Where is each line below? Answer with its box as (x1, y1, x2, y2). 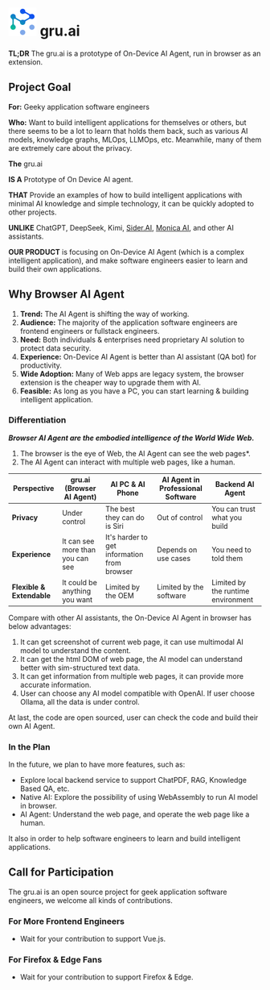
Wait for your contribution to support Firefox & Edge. (19, 972, 194, 982)
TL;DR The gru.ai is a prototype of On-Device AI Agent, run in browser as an (8, 48, 261, 58)
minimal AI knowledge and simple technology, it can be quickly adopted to (8, 198, 255, 208)
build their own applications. (8, 264, 102, 273)
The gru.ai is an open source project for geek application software (8, 887, 227, 896)
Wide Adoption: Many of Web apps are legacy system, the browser (19, 368, 244, 378)
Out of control (156, 512, 203, 522)
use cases (156, 554, 191, 564)
